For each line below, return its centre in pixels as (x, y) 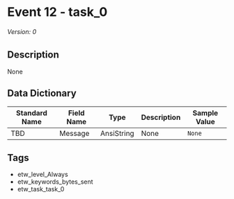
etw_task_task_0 (41, 189)
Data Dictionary (42, 93)
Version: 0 (22, 31)
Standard (32, 113)
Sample (205, 113)
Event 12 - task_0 (57, 12)
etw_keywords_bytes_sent (55, 182)
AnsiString (117, 133)
